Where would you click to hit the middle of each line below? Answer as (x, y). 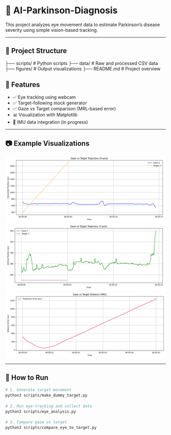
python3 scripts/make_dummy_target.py (46, 396)
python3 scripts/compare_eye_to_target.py (51, 428)
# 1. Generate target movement (38, 390)
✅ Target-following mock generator (50, 103)
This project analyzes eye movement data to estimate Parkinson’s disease (83, 25)
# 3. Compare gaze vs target (36, 422)
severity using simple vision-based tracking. (52, 30)
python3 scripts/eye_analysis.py (41, 411)
